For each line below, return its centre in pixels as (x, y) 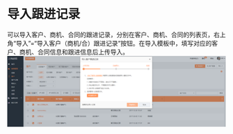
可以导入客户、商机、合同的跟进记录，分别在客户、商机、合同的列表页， (110, 35)
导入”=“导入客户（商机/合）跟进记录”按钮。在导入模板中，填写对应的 (114, 43)
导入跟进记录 (44, 14)
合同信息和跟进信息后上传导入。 (83, 52)
